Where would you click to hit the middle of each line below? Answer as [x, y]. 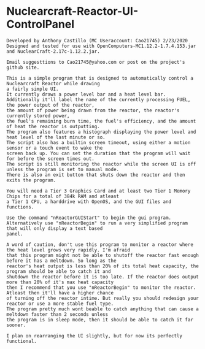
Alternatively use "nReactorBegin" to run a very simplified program [97, 223]
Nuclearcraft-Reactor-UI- [72, 11]
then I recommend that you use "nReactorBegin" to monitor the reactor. [101, 287]
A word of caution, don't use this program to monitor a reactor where [100, 244]
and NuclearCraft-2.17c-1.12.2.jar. [53, 51]
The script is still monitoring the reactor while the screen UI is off [101, 164]
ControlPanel [41, 24]
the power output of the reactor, [51, 105]
